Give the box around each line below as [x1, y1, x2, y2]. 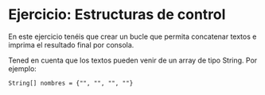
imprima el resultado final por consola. [8, 40, 134, 49]
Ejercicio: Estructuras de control [8, 6, 226, 24]
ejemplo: [8, 63, 37, 73]
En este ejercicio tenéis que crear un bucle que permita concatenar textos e [8, 32, 257, 41]
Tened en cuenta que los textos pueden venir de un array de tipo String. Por [8, 55, 258, 65]
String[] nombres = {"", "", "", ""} [8, 79, 134, 87]
